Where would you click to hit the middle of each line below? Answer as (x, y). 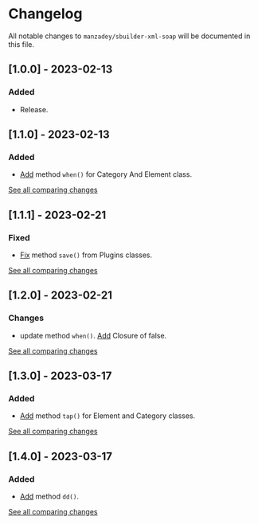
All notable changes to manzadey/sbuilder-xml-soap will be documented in (129, 36)
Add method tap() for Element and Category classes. (107, 416)
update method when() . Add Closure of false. (93, 335)
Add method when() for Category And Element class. (106, 174)
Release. (34, 109)
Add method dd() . (49, 497)
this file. (21, 44)
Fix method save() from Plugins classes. (86, 255)
